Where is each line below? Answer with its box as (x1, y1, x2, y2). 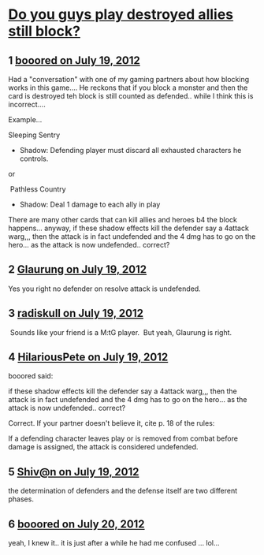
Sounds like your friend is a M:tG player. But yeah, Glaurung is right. (9, 327, 232, 337)
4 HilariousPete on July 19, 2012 (8, 351, 169, 364)
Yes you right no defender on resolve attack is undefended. (8, 284, 201, 293)
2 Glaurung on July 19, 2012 (8, 263, 147, 277)
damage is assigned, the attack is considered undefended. (8, 442, 199, 452)
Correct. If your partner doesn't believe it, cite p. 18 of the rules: (8, 419, 215, 428)
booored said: (8, 371, 54, 381)
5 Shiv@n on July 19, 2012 (8, 465, 139, 479)
